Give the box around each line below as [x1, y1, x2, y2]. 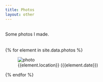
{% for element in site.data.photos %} [5, 47, 83, 53]
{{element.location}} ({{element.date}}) [17, 62, 98, 68]
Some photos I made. [5, 31, 49, 37]
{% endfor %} [5, 71, 34, 77]
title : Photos [5, 7, 35, 12]
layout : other [5, 12, 35, 17]
